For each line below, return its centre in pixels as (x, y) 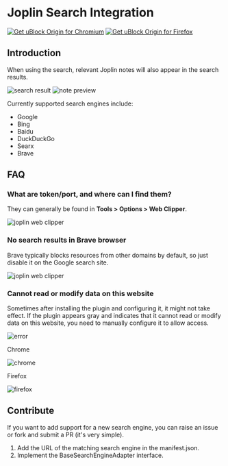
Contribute (31, 411)
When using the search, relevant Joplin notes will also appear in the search (113, 69)
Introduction (34, 53)
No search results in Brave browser (67, 240)
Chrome (18, 349)
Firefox (17, 376)
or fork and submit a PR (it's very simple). (66, 434)
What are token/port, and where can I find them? (90, 195)
